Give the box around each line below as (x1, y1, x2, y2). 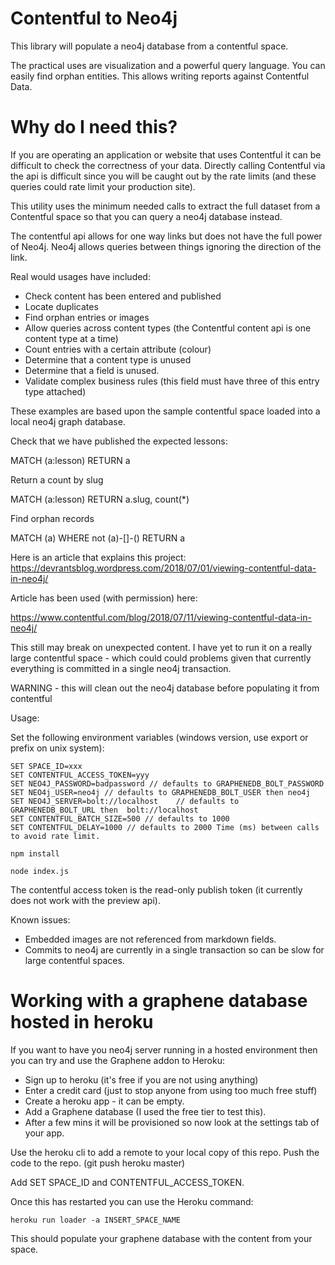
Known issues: (10, 913, 71, 926)
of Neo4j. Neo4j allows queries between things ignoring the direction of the (10, 240, 322, 252)
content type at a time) (24, 332, 119, 344)
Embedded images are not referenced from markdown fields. (24, 933, 277, 945)
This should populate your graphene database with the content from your (10, 1232, 313, 1244)
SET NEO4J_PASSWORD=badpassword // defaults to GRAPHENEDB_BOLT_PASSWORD (10, 778, 325, 789)
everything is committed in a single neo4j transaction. (10, 662, 232, 674)
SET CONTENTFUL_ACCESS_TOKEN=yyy (10, 770, 150, 780)
